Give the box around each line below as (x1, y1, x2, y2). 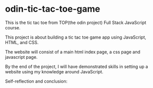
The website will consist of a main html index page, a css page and (5, 49, 141, 55)
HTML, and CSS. (5, 39, 39, 45)
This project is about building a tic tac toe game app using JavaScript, (5, 34, 146, 40)
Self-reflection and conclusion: (5, 78, 68, 84)
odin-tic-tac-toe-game (5, 3, 101, 15)
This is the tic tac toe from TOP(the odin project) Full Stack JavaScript (5, 20, 147, 25)
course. (5, 24, 21, 30)
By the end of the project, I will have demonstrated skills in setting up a (5, 64, 148, 69)
